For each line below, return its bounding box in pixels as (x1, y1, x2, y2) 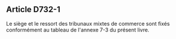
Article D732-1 (6, 5, 61, 15)
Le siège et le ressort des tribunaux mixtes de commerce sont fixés (6, 20, 170, 27)
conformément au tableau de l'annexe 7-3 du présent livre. (6, 26, 149, 33)
